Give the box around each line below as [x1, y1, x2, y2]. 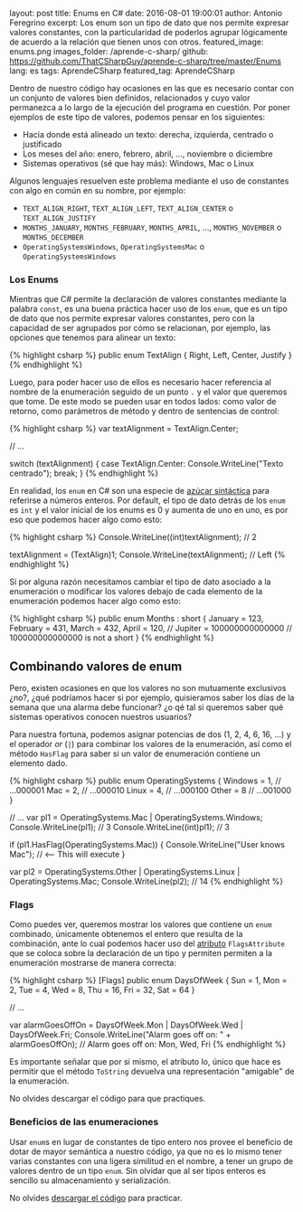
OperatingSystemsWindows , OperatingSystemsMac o [22, 241, 205, 251]
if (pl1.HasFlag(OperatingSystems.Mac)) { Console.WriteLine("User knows [9, 839, 285, 850]
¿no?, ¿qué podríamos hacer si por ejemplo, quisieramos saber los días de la [9, 692, 295, 704]
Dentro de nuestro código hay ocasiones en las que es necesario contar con [9, 83, 294, 93]
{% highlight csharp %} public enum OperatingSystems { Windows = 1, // [9, 775, 282, 786]
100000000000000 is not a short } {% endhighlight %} [9, 632, 215, 643]
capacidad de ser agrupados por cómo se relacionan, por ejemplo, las [9, 323, 271, 334]
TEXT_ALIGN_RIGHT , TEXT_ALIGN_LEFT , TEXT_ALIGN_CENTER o [22, 203, 233, 213]
